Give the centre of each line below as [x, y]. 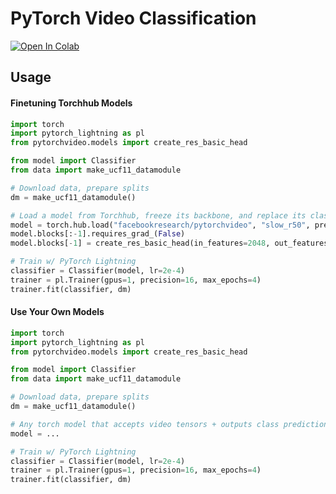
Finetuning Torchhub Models [71, 103]
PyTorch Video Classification [133, 18]
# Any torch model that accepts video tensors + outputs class [145, 424]
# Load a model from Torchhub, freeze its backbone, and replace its [158, 215]
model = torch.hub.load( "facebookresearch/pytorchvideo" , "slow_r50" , [160, 225]
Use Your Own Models [57, 312]
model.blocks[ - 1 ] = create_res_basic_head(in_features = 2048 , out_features [169, 243]
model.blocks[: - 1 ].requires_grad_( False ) [98, 234]
